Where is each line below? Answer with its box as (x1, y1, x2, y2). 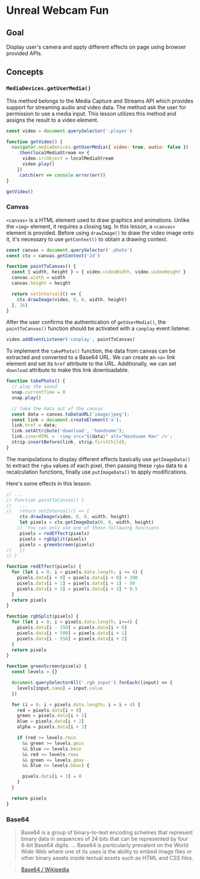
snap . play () (11, 395, 42, 401)
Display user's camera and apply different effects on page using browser (6, 43, 187, 50)
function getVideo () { (6, 139, 63, 145)
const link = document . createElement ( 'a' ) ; (11, 417, 122, 423)
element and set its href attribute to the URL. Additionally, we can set (6, 360, 177, 368)
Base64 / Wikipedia (20, 866, 69, 873)
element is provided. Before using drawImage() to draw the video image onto (6, 229, 194, 236)
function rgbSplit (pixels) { (6, 613, 79, 619)
